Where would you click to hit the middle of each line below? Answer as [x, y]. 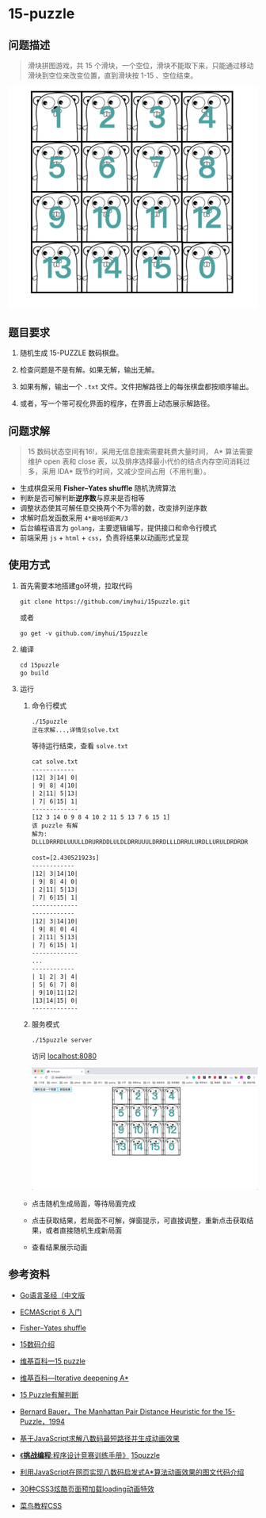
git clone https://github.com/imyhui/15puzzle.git [105, 602]
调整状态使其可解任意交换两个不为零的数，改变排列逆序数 [113, 508]
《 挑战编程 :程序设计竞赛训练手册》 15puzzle [90, 1455]
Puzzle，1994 [42, 1421]
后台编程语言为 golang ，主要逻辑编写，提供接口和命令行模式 [118, 528]
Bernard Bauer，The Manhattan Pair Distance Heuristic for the [122, 1411]
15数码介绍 [37, 1344]
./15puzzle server [62, 1040]
